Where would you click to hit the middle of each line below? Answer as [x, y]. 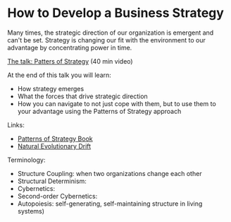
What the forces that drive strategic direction [82, 96]
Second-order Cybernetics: [57, 196]
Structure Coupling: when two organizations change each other [110, 173]
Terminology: [26, 160]
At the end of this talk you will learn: [59, 75]
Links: [16, 124]
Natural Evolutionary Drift [54, 146]
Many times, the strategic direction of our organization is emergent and [111, 33]
